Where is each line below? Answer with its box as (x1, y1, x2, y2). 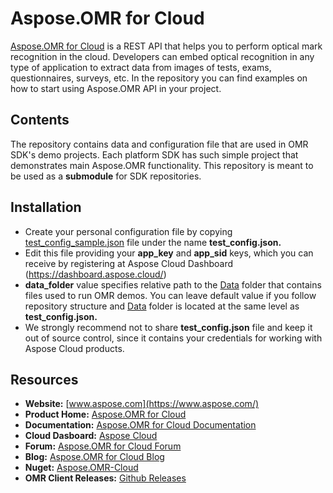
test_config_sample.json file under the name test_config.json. (24, 236, 282, 248)
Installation (10, 199, 82, 216)
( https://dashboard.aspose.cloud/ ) (24, 268, 167, 280)
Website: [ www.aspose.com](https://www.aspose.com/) (24, 398, 260, 410)
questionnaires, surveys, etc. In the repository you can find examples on (10, 72, 308, 84)
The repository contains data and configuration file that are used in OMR (10, 138, 309, 150)
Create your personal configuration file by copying (24, 225, 233, 237)
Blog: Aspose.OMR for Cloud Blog (24, 451, 165, 463)
